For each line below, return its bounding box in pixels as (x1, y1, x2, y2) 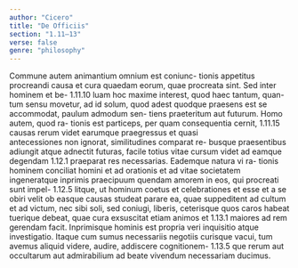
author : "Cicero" (9, 12, 74, 22)
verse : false (9, 37, 58, 47)
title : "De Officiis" (9, 21, 90, 30)
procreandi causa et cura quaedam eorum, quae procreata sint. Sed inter (9, 80, 277, 91)
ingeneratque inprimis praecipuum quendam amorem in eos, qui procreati (9, 175, 279, 185)
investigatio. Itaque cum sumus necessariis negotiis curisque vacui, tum (9, 231, 273, 242)
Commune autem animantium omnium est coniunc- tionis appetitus (9, 70, 255, 81)
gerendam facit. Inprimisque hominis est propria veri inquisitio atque (9, 222, 260, 232)
